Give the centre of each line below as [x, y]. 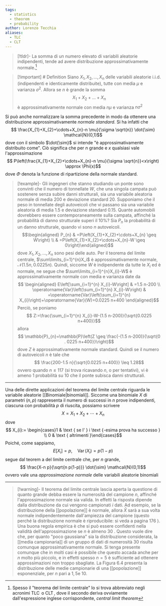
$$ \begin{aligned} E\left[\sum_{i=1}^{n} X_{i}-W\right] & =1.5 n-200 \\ [89, 284]
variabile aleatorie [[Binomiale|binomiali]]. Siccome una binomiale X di [76, 395]
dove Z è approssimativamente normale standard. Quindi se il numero [88, 349]
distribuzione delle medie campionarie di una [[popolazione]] [79, 568]
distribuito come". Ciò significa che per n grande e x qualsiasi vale [72, 148]
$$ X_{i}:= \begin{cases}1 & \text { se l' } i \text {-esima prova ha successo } [83, 430]
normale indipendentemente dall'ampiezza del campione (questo [83, 516]
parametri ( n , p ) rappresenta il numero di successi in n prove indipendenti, [80, 400]
